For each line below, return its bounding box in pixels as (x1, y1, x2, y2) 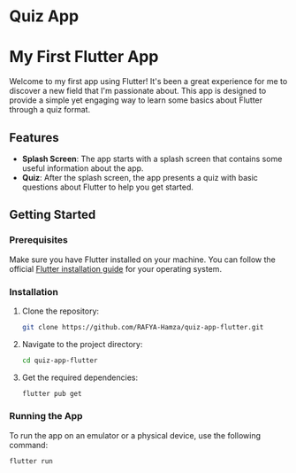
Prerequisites (9, 234, 68, 246)
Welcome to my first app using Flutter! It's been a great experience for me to (9, 76, 288, 87)
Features (9, 130, 59, 145)
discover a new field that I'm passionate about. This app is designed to (9, 86, 267, 97)
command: (9, 439, 49, 450)
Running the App (9, 410, 83, 423)
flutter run (9, 456, 53, 466)
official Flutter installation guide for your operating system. (9, 263, 223, 274)
